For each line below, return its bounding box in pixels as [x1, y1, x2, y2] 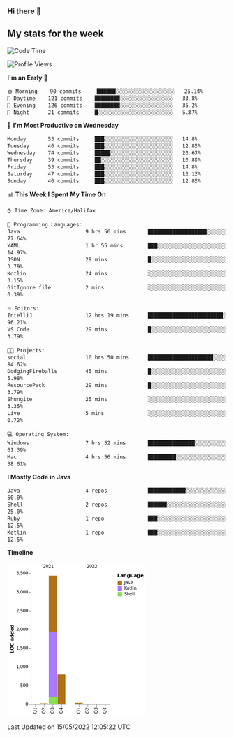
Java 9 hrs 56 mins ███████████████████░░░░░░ [7, 228, 227, 235]
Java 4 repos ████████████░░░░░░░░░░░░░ [7, 487, 227, 494]
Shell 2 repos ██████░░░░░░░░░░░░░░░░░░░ [7, 501, 227, 508]
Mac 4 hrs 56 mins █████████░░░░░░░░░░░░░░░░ [7, 454, 227, 461]
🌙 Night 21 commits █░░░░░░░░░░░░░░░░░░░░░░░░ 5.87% [7, 108, 198, 116]
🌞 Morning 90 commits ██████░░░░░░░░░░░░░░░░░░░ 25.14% [7, 87, 204, 95]
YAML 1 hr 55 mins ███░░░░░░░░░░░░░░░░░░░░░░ [7, 242, 227, 249]
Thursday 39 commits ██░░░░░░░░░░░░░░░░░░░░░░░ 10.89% [7, 157, 201, 164]
